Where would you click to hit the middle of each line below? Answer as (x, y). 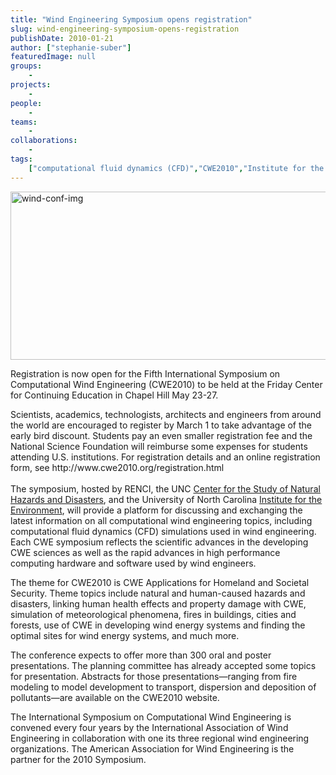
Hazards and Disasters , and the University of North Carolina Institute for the (166, 499)
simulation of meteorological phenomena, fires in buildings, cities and (153, 614)
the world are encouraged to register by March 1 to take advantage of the (161, 425)
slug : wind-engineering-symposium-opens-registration (125, 29)
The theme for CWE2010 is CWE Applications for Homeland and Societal (160, 582)
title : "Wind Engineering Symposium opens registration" (131, 19)
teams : (24, 122)
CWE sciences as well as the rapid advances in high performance (145, 552)
